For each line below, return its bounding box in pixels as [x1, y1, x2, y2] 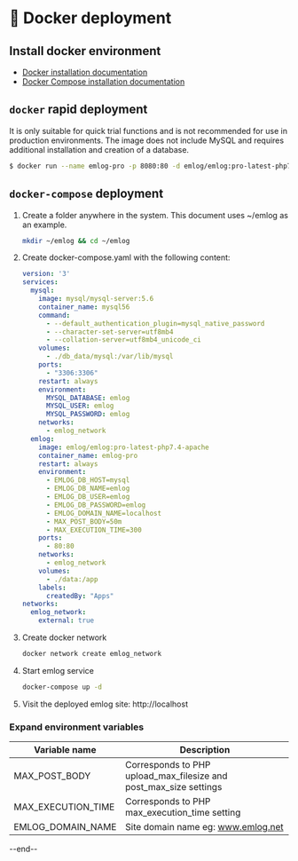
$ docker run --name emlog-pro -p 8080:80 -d [9, 162, 180, 170]
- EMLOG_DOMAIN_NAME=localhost [45, 509, 162, 517]
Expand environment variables [9, 721, 145, 733]
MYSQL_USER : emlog [45, 401, 114, 411]
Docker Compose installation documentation [21, 76, 185, 87]
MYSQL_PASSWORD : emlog [45, 410, 130, 419]
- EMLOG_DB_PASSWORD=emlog [45, 501, 146, 509]
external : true [38, 616, 95, 625]
